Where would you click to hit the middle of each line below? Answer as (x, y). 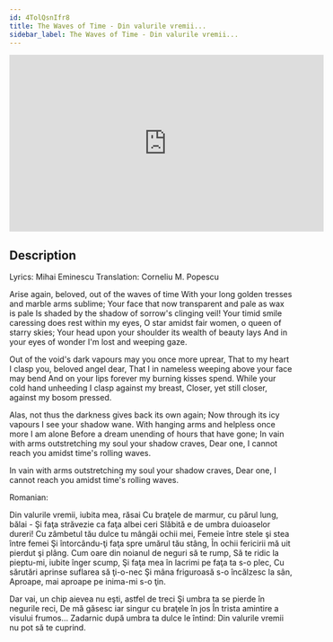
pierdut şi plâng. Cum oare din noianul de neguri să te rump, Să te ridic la (145, 553)
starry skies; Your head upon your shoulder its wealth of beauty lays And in (149, 332)
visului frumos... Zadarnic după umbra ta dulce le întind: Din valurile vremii (147, 618)
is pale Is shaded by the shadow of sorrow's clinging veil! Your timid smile (146, 313)
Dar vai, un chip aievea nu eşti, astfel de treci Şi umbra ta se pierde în (137, 599)
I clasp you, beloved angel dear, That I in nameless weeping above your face (151, 369)
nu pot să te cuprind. (48, 628)
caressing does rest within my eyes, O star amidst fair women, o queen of (145, 323)
